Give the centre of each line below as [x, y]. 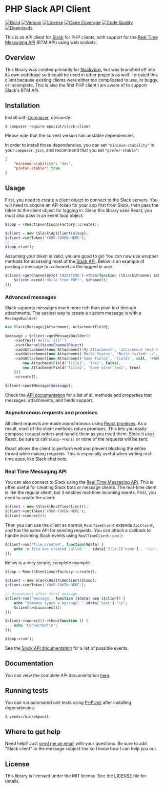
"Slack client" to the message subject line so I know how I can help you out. [81, 749]
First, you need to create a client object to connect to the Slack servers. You [81, 200]
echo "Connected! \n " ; [36, 626]
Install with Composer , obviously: [38, 117]
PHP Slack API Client [48, 9]
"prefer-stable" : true [37, 169]
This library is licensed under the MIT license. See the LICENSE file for [76, 776]
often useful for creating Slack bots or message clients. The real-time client [81, 488]
